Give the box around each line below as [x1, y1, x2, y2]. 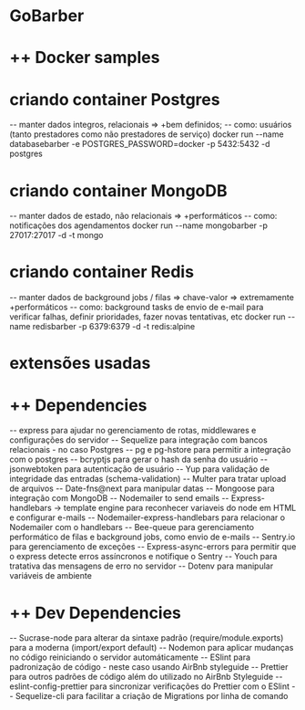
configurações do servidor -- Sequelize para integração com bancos [9, 434, 269, 445]
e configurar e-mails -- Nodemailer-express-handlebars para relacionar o [9, 512, 285, 523]
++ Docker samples [9, 47, 160, 68]
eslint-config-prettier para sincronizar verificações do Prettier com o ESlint [9, 681, 290, 692]
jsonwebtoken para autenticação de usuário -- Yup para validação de [9, 464, 270, 475]
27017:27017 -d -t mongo [9, 230, 104, 241]
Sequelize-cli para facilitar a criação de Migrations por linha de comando [15, 691, 289, 702]
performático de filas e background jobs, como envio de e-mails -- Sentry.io [9, 531, 296, 543]
